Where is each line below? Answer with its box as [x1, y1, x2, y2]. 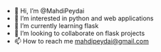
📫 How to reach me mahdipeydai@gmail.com [14, 37, 150, 45]
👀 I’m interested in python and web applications [14, 14, 154, 22]
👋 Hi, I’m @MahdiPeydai [14, 7, 85, 15]
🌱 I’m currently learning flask [14, 22, 99, 30]
